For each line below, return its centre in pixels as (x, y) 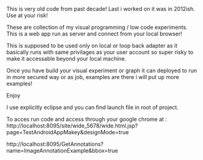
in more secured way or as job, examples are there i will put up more (93, 77)
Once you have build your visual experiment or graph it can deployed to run (102, 70)
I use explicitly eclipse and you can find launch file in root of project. (93, 107)
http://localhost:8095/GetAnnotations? (55, 144)
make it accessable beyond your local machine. (67, 59)
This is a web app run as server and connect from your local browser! (94, 34)
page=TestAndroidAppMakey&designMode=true (68, 132)
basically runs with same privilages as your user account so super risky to (100, 52)
